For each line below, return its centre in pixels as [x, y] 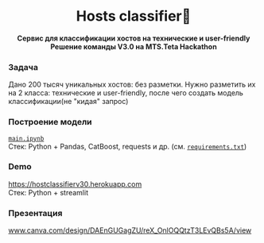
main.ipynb [26, 138]
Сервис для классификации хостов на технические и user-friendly [134, 38]
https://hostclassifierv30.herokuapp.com [75, 184]
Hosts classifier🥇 [134, 16]
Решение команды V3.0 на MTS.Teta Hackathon [134, 46]
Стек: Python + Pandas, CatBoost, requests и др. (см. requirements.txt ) [128, 146]
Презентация [35, 213]
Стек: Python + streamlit [49, 192]
